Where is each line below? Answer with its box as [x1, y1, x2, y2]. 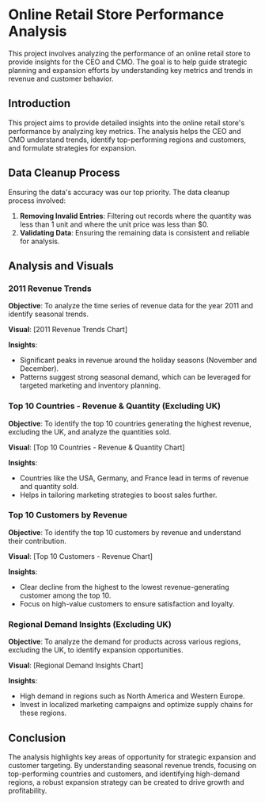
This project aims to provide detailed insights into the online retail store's [8, 117, 245, 128]
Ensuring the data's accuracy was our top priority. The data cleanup [8, 187, 230, 197]
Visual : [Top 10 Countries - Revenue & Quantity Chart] [8, 442, 185, 452]
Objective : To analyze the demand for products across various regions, [8, 637, 241, 647]
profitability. [8, 786, 47, 795]
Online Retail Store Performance [8, 6, 224, 24]
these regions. [19, 708, 67, 718]
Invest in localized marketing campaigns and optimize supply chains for [19, 700, 253, 709]
